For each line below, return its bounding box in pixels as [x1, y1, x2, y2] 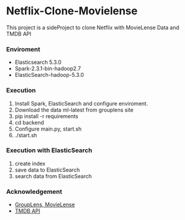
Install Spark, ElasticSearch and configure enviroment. [14, 100, 148, 107]
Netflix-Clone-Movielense [6, 4, 138, 18]
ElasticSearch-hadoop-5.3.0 [14, 72, 84, 79]
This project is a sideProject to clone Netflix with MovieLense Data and [6, 24, 180, 31]
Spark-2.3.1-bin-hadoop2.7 [14, 65, 81, 72]
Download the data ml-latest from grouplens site [14, 106, 134, 113]
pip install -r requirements [14, 112, 79, 120]
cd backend [14, 119, 45, 126]
